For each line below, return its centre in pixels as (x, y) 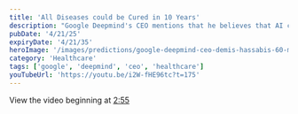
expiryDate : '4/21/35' (51, 42)
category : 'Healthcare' (53, 58)
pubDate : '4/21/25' (45, 34)
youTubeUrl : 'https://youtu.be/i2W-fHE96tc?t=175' (105, 75)
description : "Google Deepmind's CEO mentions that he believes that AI (146, 26)
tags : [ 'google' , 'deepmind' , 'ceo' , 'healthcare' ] (106, 67)
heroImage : (29, 50)
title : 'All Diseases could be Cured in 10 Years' (105, 17)
